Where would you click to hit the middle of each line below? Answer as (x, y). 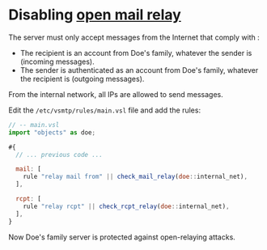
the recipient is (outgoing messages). (82, 78)
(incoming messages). (57, 61)
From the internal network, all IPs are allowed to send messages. (116, 94)
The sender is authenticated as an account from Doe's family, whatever (139, 70)
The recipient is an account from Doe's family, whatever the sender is (136, 53)
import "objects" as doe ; (52, 132)
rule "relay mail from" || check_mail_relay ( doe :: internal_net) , (136, 177)
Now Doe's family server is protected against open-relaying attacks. (122, 237)
